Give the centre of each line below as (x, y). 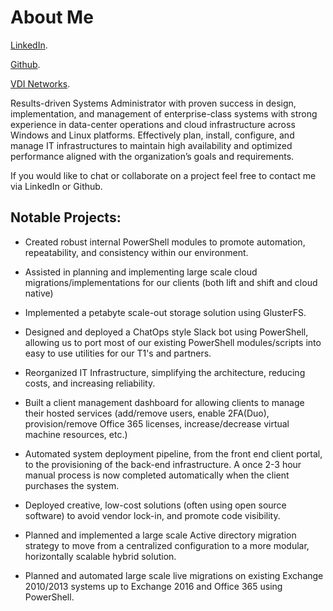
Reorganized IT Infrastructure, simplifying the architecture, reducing (165, 372)
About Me (52, 17)
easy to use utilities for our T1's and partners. (118, 353)
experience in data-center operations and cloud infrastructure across (153, 124)
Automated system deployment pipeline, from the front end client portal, (173, 453)
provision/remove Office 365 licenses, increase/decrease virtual (157, 423)
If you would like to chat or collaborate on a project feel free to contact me (163, 175)
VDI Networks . (40, 83)
